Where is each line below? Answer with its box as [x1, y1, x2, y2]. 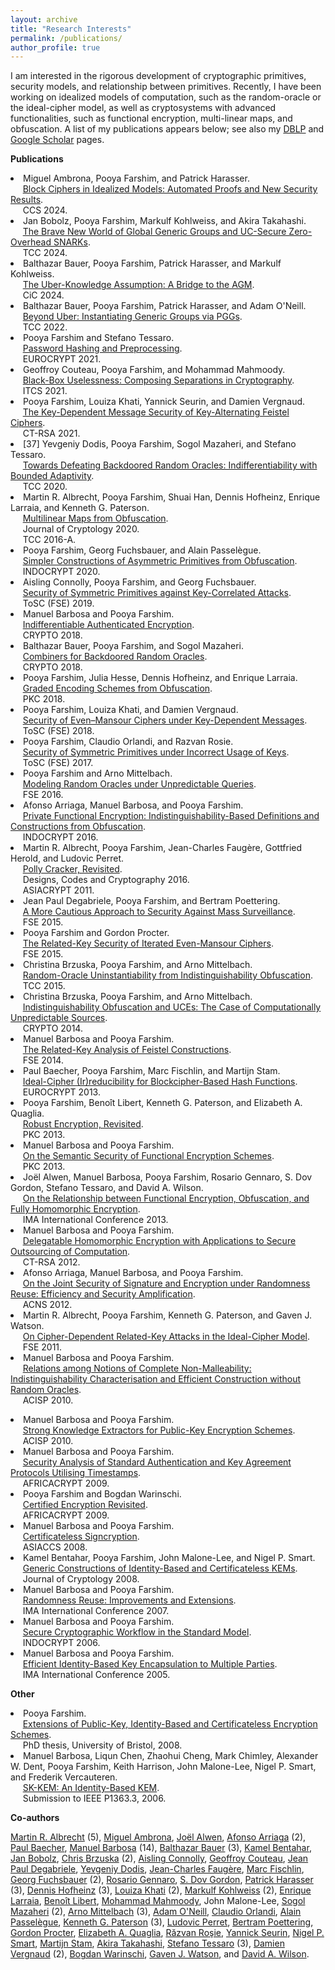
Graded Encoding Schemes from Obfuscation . [22, 682, 213, 695]
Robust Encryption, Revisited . [22, 1118, 144, 1130]
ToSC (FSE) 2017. [22, 757, 94, 769]
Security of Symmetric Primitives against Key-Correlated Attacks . [22, 587, 292, 599]
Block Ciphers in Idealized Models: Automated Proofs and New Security [22, 183, 318, 195]
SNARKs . [53, 236, 91, 248]
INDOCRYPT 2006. [22, 1637, 101, 1649]
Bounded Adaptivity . [10, 470, 95, 482]
